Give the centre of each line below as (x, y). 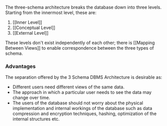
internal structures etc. (36, 119)
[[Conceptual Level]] (34, 28)
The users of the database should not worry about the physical (78, 103)
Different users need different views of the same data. (68, 87)
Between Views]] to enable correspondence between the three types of (80, 48)
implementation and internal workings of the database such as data (82, 108)
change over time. (31, 98)
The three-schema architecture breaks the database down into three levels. (83, 7)
